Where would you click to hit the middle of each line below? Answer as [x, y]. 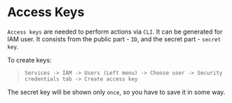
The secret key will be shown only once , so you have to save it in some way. [116, 92]
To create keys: [29, 60]
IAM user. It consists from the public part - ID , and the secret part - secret [114, 39]
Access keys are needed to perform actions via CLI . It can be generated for [115, 32]
